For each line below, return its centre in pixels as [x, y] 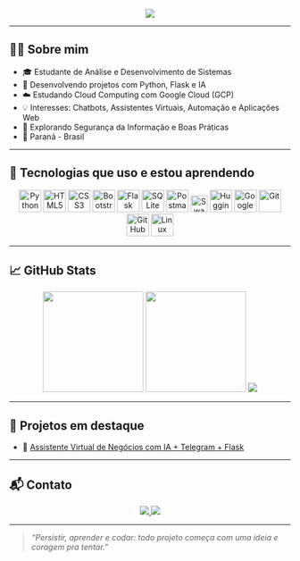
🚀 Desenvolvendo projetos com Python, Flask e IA [114, 84]
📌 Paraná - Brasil [53, 136]
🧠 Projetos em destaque [77, 426]
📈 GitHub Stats [53, 271]
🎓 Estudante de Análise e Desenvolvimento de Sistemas [127, 71]
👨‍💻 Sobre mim [49, 50]
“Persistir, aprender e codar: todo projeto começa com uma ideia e [154, 538]
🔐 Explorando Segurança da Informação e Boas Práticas [125, 127]
